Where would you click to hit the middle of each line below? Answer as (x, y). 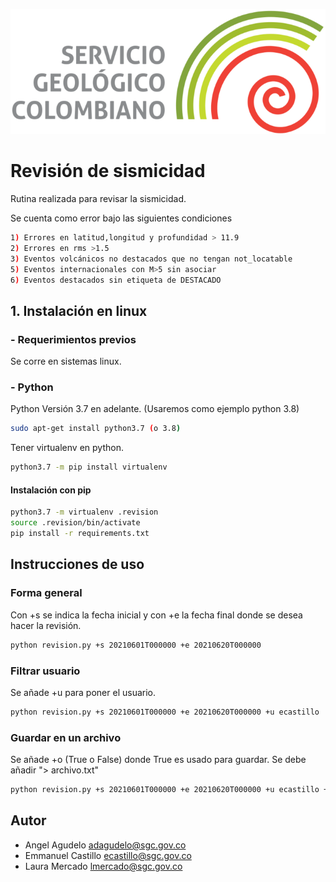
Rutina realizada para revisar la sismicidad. (98, 199)
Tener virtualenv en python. (67, 448)
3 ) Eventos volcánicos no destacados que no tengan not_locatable (151, 259)
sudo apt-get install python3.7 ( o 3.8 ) (96, 429)
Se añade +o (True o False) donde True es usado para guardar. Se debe (158, 760)
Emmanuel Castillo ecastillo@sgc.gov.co (108, 855)
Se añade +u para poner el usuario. (83, 692)
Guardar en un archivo (66, 737)
